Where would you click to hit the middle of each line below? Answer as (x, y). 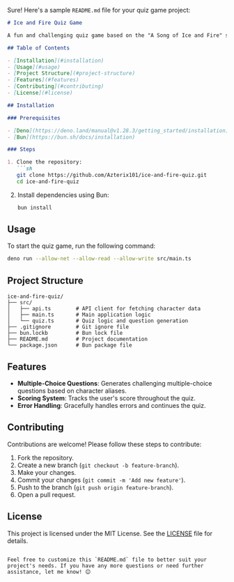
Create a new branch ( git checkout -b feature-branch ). (98, 465)
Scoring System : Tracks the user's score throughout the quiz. (107, 398)
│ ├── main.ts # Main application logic (79, 315)
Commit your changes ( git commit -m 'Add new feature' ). (101, 480)
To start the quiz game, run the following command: (81, 246)
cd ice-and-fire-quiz (48, 181)
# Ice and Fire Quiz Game (45, 23)
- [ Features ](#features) (43, 80)
